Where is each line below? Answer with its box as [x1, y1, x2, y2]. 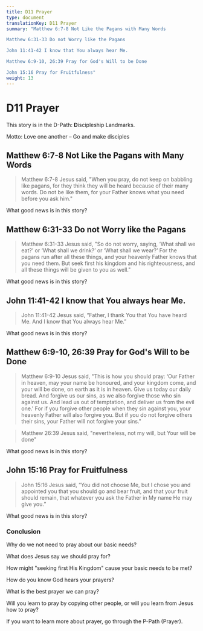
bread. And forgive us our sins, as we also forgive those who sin [21, 391, 181, 399]
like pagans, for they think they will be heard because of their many [21, 182, 189, 189]
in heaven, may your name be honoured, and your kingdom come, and [21, 379, 196, 386]
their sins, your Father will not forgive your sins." [21, 417, 142, 425]
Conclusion [6, 527, 41, 535]
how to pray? [6, 606, 39, 613]
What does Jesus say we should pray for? [6, 552, 111, 560]
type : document [6, 15, 45, 21]
